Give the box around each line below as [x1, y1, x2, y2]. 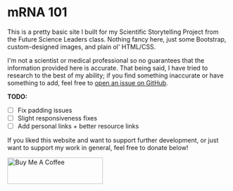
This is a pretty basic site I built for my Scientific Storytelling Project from [7, 27, 220, 36]
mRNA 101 [7, 4, 68, 20]
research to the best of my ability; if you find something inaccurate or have [7, 71, 224, 80]
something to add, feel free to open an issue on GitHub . [7, 78, 168, 87]
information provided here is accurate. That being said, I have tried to [7, 63, 208, 72]
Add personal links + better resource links [17, 122, 139, 130]
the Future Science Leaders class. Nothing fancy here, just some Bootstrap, [7, 35, 227, 43]
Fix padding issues [17, 106, 73, 114]
